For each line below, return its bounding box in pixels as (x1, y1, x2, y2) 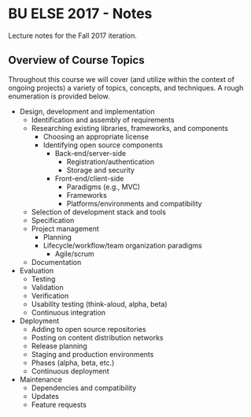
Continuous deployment (31, 366, 109, 375)
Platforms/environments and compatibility (66, 199, 202, 208)
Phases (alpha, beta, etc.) (31, 358, 115, 367)
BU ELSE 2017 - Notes (8, 5, 153, 23)
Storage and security (66, 165, 135, 174)
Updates (31, 391, 60, 400)
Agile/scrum (54, 249, 94, 259)
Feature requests (31, 400, 87, 409)
